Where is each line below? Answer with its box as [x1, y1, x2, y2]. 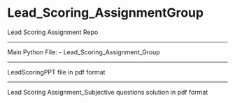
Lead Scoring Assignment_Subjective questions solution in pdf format [7, 88, 208, 96]
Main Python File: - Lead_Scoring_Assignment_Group [7, 47, 161, 56]
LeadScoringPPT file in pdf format [7, 68, 106, 76]
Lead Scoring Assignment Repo [7, 28, 99, 36]
